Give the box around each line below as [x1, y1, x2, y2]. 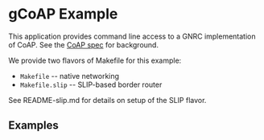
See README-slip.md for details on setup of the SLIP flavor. [8, 95, 207, 105]
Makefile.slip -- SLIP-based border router [19, 80, 163, 89]
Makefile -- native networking [19, 71, 119, 80]
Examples [8, 118, 59, 133]
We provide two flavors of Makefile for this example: [8, 56, 182, 65]
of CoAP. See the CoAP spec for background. [8, 39, 159, 49]
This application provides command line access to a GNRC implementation [8, 31, 256, 41]
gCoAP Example [8, 5, 118, 23]
